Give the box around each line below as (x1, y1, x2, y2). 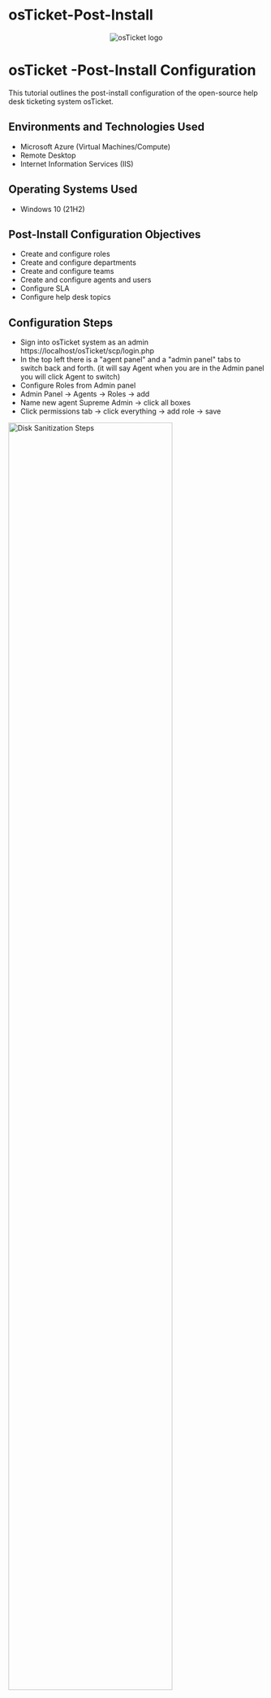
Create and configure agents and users (19, 275, 152, 285)
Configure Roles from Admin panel (19, 380, 136, 391)
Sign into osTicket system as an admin (19, 337, 148, 347)
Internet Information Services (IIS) (19, 158, 134, 168)
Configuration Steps (8, 315, 114, 330)
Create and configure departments (19, 258, 136, 267)
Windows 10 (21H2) (19, 204, 85, 214)
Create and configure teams (19, 266, 114, 276)
